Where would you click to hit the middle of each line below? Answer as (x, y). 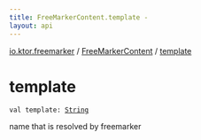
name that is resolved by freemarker (75, 127)
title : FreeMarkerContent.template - (79, 17)
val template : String (49, 110)
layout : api (31, 26)
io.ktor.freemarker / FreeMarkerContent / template (100, 51)
